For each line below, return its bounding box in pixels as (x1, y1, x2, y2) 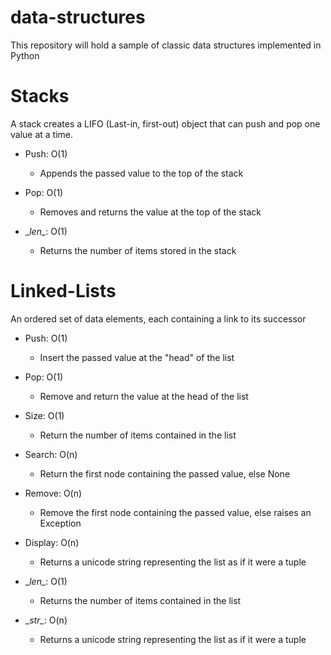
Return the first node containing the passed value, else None (39, 467, 291, 480)
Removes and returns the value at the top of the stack (39, 206, 262, 218)
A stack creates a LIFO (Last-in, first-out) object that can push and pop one (10, 117, 321, 130)
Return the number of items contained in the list (39, 429, 237, 441)
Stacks (10, 85, 70, 108)
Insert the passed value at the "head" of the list (39, 351, 235, 363)
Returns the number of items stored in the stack (39, 244, 237, 256)
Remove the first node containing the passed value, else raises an (39, 506, 312, 518)
